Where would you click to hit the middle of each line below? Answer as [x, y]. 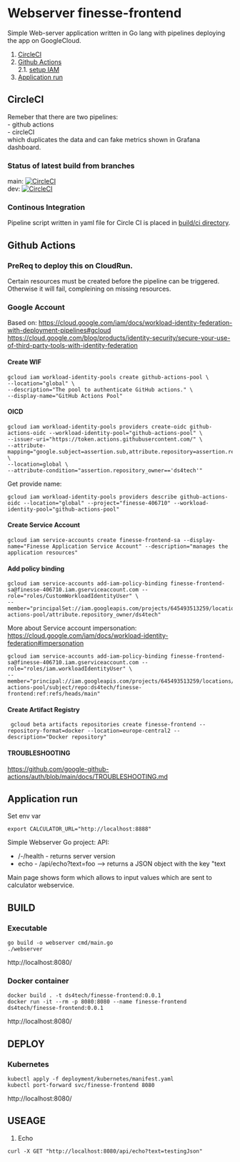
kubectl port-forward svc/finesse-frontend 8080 [81, 1086]
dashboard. [24, 147]
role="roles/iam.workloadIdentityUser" [67, 669]
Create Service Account [44, 525]
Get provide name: [35, 484]
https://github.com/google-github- [58, 768]
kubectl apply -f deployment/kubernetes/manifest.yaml [91, 1079]
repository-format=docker [46, 731]
